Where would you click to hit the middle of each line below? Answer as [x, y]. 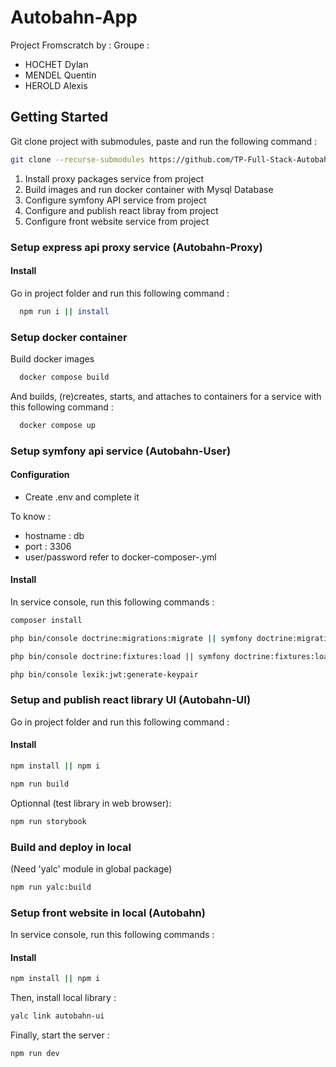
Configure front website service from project [117, 221]
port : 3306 [48, 546]
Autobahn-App [74, 17]
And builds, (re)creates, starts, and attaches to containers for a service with [166, 396]
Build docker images [52, 358]
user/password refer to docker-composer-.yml [120, 557]
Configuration [40, 475]
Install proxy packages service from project [114, 178]
